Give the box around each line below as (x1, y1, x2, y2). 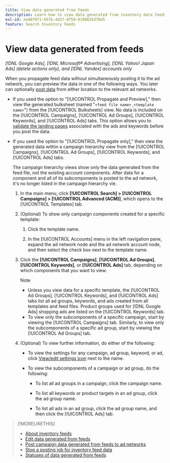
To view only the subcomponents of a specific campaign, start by (27, 314, 164, 320)
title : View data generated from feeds (5, 7, 90, 13)
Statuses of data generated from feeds (25, 452, 106, 458)
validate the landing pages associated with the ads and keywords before (12, 123, 164, 129)
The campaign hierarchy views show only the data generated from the (12, 164, 159, 171)
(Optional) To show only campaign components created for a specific (20, 211, 165, 217)
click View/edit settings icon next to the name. (27, 355, 124, 361)
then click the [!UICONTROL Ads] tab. (35, 411, 114, 417)
